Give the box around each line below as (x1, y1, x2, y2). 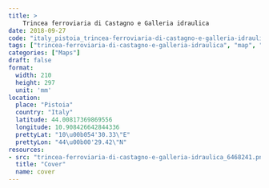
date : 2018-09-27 (8, 26, 66, 34)
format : (8, 64, 34, 72)
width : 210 (15, 71, 52, 79)
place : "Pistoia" (15, 101, 74, 109)
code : (8, 34, 26, 42)
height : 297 (15, 78, 56, 86)
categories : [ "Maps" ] (8, 49, 81, 57)
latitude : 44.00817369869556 (15, 116, 113, 124)
